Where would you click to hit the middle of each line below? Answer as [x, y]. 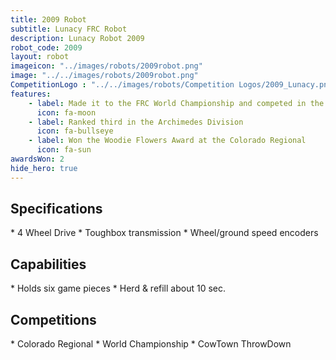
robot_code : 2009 [46, 47]
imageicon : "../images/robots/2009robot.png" [106, 66]
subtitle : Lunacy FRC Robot [69, 29]
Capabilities [48, 264]
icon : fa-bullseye [75, 131]
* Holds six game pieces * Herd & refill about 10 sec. [118, 288]
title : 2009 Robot [48, 19]
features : [31, 94]
